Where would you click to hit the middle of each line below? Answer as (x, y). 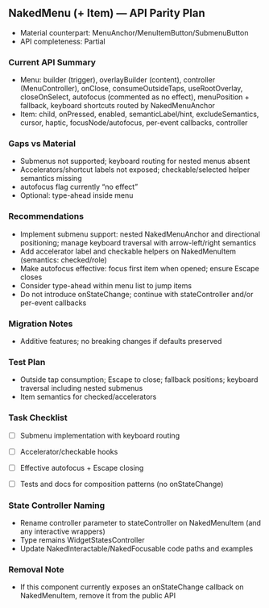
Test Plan (27, 362)
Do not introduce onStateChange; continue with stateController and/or (137, 294)
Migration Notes (41, 324)
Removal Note (36, 570)
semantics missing (51, 178)
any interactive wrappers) (63, 531)
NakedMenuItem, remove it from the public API (97, 596)
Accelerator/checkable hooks (69, 451)
